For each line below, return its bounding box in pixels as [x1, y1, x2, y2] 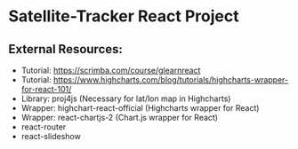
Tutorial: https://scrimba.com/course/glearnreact [20, 65, 201, 75]
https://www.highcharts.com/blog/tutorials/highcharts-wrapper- [52, 74, 289, 85]
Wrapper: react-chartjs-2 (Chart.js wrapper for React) [20, 113, 219, 122]
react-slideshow [20, 131, 81, 141]
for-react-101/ [20, 84, 72, 94]
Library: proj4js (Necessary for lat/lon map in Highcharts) [20, 93, 231, 104]
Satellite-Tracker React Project [8, 6, 239, 27]
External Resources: [8, 42, 124, 57]
